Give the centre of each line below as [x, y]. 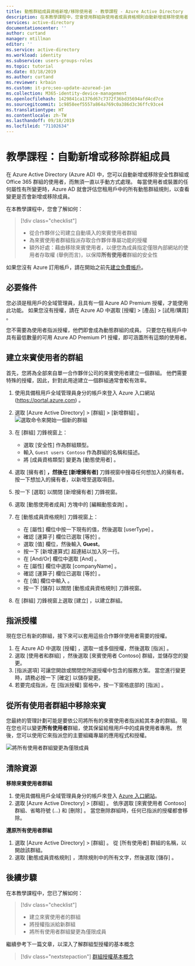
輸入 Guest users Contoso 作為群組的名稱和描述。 [83, 452]
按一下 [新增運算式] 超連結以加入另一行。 [73, 551]
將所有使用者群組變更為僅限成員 [68, 931]
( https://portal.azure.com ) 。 [49, 400]
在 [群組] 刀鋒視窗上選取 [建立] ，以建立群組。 [70, 600]
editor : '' [19, 45]
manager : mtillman [28, 39]
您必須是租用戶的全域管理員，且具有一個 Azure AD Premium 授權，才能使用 [97, 302]
